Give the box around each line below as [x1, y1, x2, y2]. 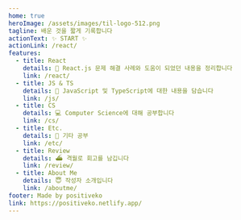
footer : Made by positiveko [8, 191, 103, 200]
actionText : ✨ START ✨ [8, 34, 87, 43]
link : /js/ [23, 94, 60, 102]
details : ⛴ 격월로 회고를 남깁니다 [23, 154, 129, 162]
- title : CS [15, 102, 56, 110]
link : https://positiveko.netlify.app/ [8, 199, 143, 207]
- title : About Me [15, 169, 78, 177]
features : [8, 49, 42, 57]
